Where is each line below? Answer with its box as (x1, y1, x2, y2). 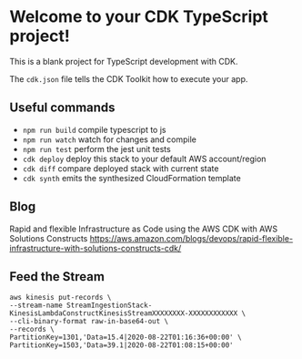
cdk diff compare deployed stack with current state (22, 162, 219, 174)
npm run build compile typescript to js (22, 124, 166, 135)
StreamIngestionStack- (66, 301, 153, 311)
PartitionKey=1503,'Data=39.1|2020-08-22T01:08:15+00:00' (9, 341, 234, 350)
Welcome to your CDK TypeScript (9, 6, 268, 27)
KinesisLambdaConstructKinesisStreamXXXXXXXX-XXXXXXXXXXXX (9, 309, 238, 318)
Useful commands (9, 100, 116, 116)
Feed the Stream (9, 269, 105, 284)
